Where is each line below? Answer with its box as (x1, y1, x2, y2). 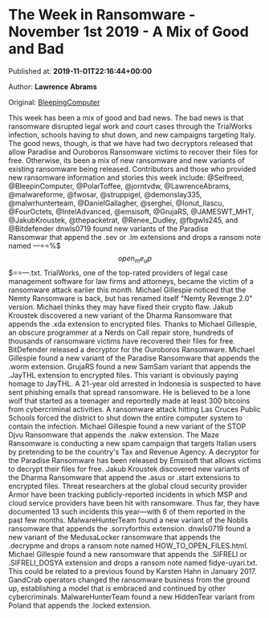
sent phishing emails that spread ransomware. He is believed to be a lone (8, 387, 251, 396)
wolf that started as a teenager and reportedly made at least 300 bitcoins (8, 396, 251, 405)
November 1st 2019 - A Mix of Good (8, 22, 249, 41)
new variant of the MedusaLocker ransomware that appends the (8, 532, 221, 542)
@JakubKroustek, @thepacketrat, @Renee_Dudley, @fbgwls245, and (8, 215, 238, 225)
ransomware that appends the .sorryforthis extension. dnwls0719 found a (8, 523, 251, 533)
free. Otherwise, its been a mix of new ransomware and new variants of (8, 155, 245, 165)
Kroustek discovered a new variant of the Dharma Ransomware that (8, 311, 233, 320)
